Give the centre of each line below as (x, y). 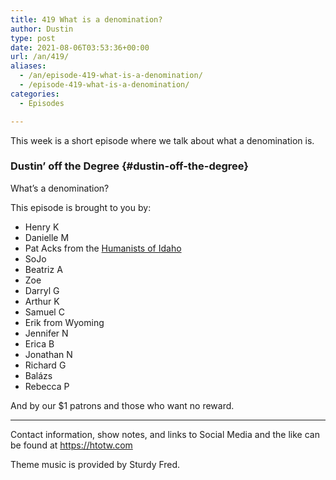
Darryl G (42, 290)
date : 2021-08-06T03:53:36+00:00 (80, 47)
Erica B (39, 343)
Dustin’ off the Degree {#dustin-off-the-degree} (130, 166)
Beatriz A (43, 269)
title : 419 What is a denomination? (86, 19)
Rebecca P (47, 386)
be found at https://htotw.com (71, 445)
